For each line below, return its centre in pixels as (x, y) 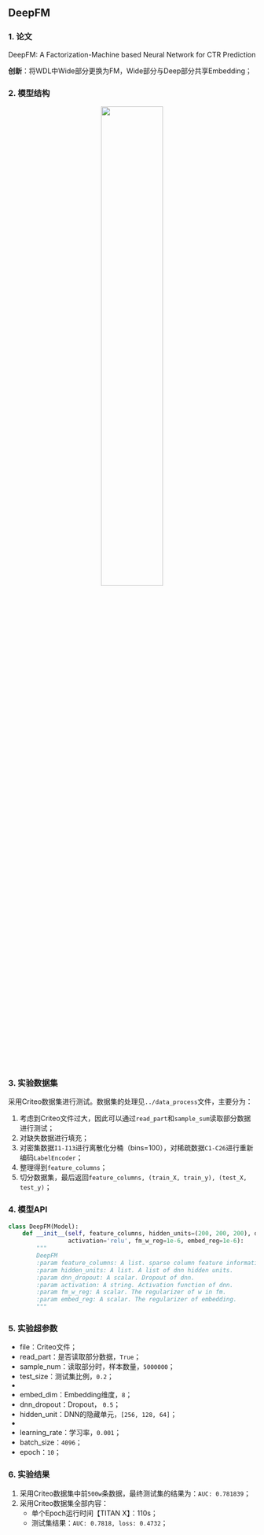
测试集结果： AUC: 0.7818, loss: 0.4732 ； (99, 1522)
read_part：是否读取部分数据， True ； (80, 1357)
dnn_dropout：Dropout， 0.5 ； (70, 1404)
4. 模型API (28, 1209)
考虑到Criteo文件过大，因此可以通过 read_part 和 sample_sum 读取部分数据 (135, 1118)
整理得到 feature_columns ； (63, 1168)
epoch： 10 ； (40, 1452)
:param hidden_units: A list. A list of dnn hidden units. (135, 1270)
